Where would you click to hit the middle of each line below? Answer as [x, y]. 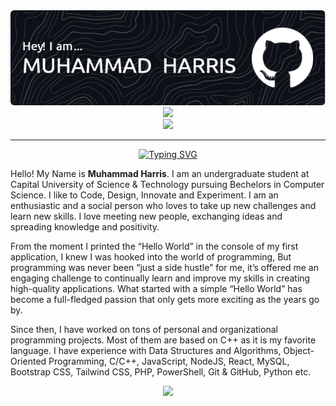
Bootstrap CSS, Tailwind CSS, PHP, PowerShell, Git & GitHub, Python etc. [161, 372]
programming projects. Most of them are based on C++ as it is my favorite [163, 340]
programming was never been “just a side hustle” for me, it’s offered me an [164, 268]
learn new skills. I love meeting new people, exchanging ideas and [146, 216]
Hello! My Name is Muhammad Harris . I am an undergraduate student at [160, 174]
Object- [299, 351]
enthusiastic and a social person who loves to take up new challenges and [163, 206]
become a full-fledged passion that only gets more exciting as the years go [165, 300]
